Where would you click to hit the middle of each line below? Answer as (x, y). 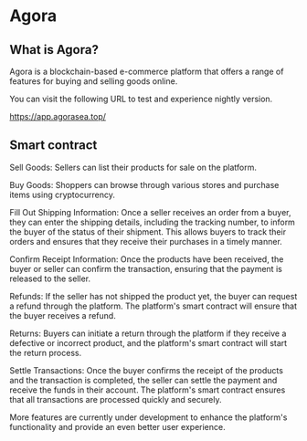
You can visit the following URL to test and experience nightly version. (141, 99)
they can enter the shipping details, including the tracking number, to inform (152, 222)
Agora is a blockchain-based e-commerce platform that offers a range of (147, 71)
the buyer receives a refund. (63, 315)
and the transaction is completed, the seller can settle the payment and (143, 380)
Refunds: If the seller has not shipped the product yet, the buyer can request (153, 296)
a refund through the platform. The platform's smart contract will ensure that (153, 306)
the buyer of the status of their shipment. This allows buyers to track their (148, 231)
